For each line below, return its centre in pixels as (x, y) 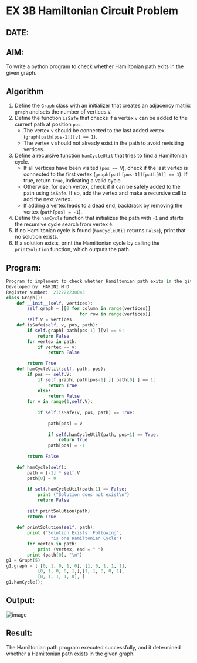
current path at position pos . (48, 124)
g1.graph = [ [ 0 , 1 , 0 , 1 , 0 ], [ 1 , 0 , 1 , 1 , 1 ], (67, 566)
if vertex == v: (57, 347)
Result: (19, 633)
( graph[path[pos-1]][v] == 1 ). (60, 137)
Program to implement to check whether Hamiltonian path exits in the (94, 281)
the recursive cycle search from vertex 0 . (64, 224)
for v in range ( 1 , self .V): (60, 402)
